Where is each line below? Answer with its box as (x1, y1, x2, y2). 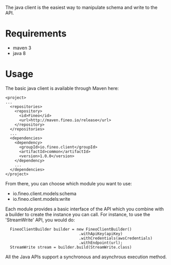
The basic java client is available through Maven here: (5, 85, 119, 91)
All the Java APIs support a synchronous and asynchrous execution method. (5, 254, 167, 260)
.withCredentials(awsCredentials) (79, 236, 153, 241)
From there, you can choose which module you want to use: (5, 180, 132, 186)
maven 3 (12, 45, 32, 51)
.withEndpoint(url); (79, 240, 123, 245)
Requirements (5, 28, 67, 40)
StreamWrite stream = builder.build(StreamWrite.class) (10, 244, 132, 250)
